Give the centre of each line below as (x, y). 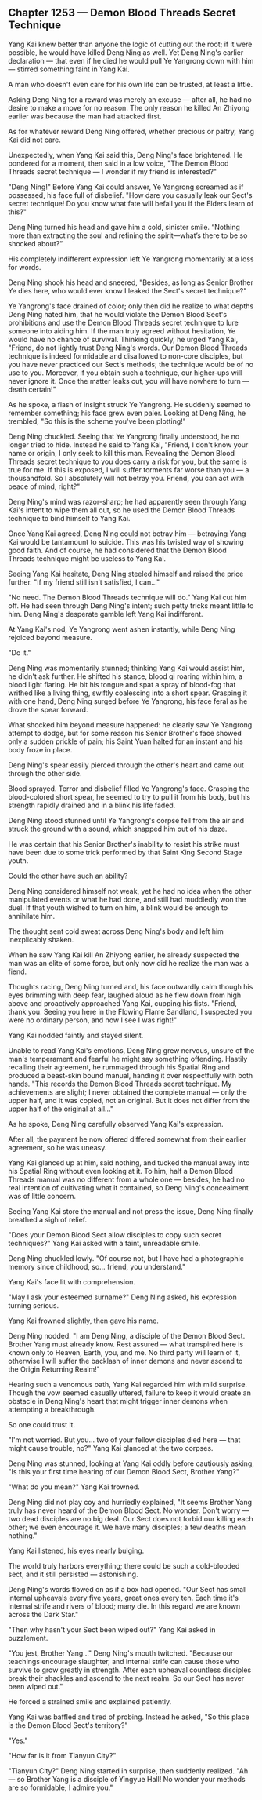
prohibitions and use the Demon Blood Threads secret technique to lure (123, 322)
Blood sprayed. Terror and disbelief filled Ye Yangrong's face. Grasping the (129, 789)
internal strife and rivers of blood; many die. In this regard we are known (124, 1606)
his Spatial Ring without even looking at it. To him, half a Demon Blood (120, 1171)
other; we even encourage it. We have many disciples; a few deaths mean (127, 1527)
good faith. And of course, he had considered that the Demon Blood (117, 550)
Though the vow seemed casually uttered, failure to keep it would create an (130, 1393)
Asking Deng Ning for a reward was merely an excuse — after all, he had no (130, 99)
